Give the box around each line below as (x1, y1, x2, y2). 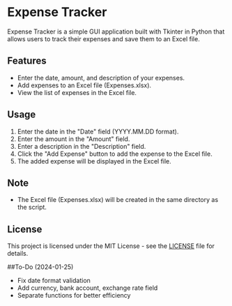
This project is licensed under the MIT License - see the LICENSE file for (7, 242, 215, 250)
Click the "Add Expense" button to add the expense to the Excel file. (17, 150, 212, 158)
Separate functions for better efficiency (17, 291, 131, 300)
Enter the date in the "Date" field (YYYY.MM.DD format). (17, 127, 179, 136)
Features (7, 55, 47, 67)
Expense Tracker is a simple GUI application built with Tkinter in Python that (7, 27, 225, 36)
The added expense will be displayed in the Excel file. (17, 156, 172, 165)
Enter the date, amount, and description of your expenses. (17, 73, 185, 82)
